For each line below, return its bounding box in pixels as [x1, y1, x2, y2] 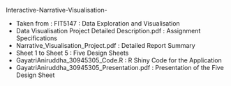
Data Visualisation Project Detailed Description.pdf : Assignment [15, 27, 201, 35]
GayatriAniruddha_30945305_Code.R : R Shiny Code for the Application [15, 56, 222, 64]
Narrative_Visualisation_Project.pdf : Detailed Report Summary [15, 42, 195, 49]
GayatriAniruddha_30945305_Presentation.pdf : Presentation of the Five [15, 64, 224, 71]
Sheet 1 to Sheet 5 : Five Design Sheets [15, 49, 129, 57]
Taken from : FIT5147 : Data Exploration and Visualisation [15, 19, 180, 27]
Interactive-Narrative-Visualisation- [6, 6, 108, 14]
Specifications [15, 34, 58, 42]
